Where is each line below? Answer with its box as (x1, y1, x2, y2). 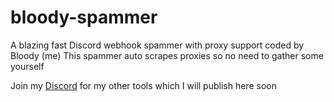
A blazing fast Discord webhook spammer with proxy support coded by (10, 39, 305, 51)
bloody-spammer (10, 6, 158, 29)
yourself (10, 60, 45, 72)
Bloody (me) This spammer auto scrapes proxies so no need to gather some (10, 49, 324, 61)
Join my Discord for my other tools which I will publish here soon (10, 79, 277, 91)
